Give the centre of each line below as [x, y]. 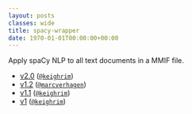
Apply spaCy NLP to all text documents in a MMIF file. [96, 61]
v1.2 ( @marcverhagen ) [53, 85]
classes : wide [32, 23]
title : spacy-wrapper [44, 30]
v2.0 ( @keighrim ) [46, 76]
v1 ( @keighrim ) [42, 101]
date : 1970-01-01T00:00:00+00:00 [63, 38]
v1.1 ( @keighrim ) [45, 93]
